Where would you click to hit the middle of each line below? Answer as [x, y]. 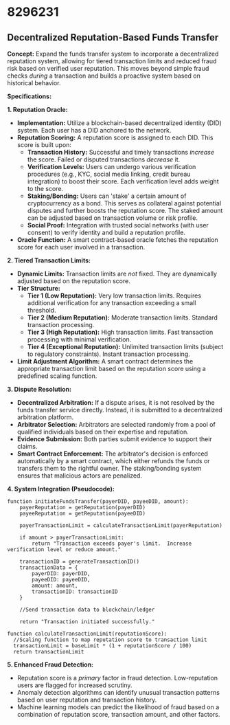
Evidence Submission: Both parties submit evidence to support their [115, 439]
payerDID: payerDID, [61, 574]
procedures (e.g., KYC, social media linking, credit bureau [109, 174]
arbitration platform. [45, 417]
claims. [27, 446]
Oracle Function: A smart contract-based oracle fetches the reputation [117, 240]
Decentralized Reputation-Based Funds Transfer [113, 37]
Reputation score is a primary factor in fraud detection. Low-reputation [117, 678]
